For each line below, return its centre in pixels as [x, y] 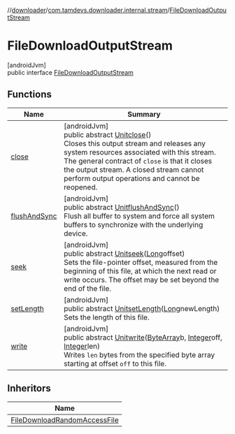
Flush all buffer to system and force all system [139, 216]
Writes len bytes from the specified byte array [140, 354]
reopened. [81, 187]
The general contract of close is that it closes [138, 161]
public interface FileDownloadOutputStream [71, 72]
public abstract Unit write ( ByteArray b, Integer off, [143, 337]
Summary [144, 114]
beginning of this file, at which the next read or [140, 270]
